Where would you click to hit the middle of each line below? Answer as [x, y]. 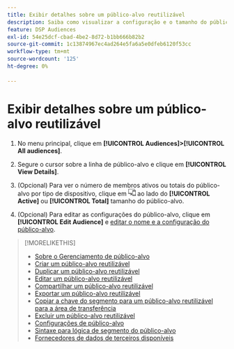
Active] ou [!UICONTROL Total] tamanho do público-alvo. [101, 201]
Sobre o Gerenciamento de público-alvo [92, 256]
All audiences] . [40, 151]
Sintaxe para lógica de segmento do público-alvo [105, 330]
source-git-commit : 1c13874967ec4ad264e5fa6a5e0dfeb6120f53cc [99, 44]
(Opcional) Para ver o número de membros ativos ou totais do [106, 185]
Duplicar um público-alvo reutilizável [87, 271]
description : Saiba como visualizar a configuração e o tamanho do [107, 22]
